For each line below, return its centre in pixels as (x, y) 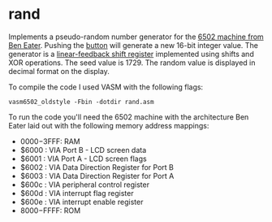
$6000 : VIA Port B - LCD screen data (83, 150)
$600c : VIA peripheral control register (85, 185)
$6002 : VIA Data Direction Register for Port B (97, 167)
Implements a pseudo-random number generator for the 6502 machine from (136, 37)
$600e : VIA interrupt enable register (82, 202)
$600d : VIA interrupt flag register (77, 193)
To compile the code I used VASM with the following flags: (106, 87)
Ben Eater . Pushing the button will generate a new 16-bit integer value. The (133, 45)
